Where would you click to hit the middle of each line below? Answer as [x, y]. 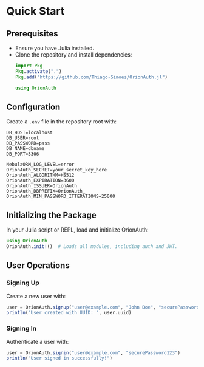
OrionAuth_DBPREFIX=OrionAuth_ [46, 191]
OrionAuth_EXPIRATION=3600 [40, 180]
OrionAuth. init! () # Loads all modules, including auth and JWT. [92, 247]
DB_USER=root [23, 138]
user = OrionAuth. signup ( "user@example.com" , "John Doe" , [81, 307]
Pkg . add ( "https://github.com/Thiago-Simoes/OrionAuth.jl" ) [91, 77]
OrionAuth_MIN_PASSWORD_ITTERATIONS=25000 [61, 197]
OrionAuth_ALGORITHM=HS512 [40, 175]
